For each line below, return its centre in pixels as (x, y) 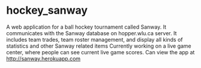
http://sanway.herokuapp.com (43, 58)
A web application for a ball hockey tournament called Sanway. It (86, 27)
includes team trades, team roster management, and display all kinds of (94, 39)
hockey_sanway (47, 10)
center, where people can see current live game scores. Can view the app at (100, 52)
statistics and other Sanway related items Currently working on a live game (99, 46)
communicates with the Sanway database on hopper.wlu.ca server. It (91, 33)
